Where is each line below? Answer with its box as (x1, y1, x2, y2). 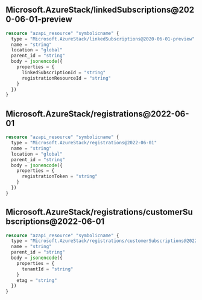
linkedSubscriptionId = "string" (21, 69, 106, 75)
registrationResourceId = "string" (21, 75, 112, 81)
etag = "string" (16, 277, 58, 283)
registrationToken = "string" (21, 173, 98, 180)
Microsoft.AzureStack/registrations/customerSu (5, 207, 194, 217)
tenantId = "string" (21, 266, 74, 272)
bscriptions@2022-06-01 (5, 217, 105, 227)
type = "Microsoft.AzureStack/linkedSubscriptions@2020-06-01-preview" (11, 36, 195, 42)
